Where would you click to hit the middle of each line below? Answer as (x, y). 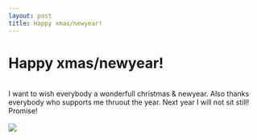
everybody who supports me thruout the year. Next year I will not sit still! (129, 102)
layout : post (30, 16)
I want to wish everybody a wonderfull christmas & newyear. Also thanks (129, 94)
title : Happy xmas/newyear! (56, 23)
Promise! (23, 111)
